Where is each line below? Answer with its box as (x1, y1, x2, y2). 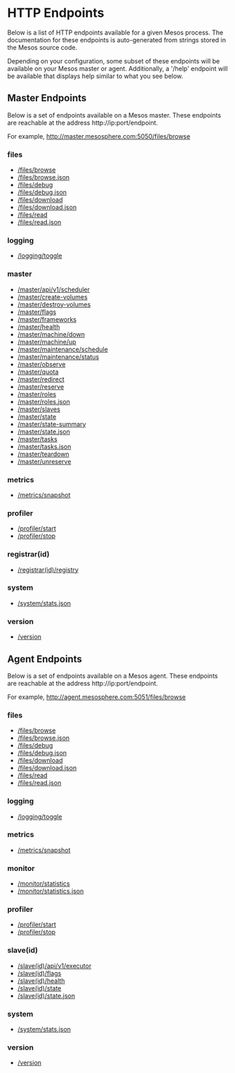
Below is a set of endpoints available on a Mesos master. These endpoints (7, 111, 222, 119)
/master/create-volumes (17, 292, 88, 301)
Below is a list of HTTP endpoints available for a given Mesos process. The (7, 28, 224, 37)
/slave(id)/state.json (17, 991, 76, 1000)
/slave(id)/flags (17, 969, 62, 977)
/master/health (17, 322, 60, 331)
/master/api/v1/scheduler (17, 285, 90, 294)
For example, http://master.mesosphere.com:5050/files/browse (7, 132, 191, 140)
